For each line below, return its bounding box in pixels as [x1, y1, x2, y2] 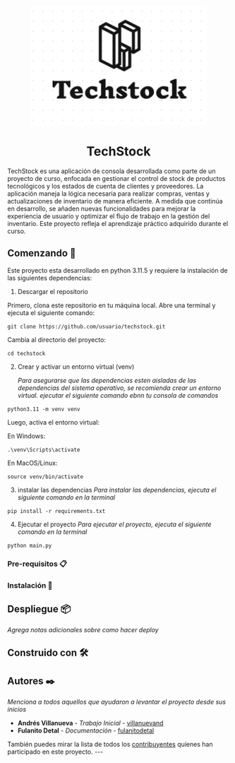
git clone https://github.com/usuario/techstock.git [7, 323, 166, 330]
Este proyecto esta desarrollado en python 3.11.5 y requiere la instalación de [7, 266, 228, 274]
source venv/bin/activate [7, 473, 83, 480]
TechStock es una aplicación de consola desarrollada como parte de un [7, 167, 216, 175]
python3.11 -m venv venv [7, 406, 80, 413]
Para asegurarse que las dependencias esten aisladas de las [17, 376, 196, 384]
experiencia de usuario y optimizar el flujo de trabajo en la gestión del [7, 212, 210, 220]
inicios [7, 705, 27, 714]
